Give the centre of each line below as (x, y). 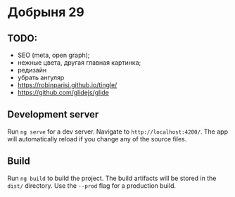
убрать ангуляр (41, 77)
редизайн (32, 70)
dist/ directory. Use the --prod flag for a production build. (91, 185)
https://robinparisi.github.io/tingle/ (67, 85)
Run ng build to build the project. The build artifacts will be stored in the (112, 178)
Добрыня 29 (46, 12)
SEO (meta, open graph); (53, 55)
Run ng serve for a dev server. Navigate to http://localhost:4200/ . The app (118, 132)
